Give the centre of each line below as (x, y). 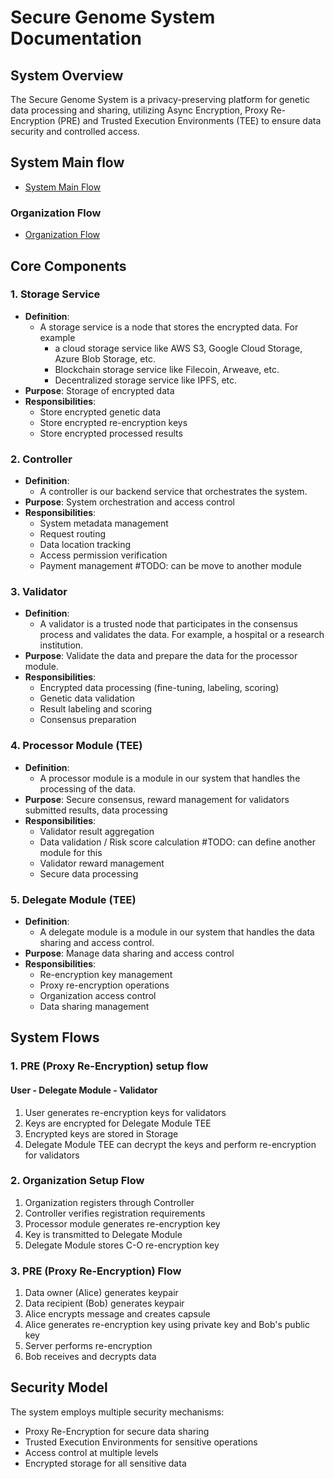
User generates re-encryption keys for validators (125, 1112)
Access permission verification (103, 555)
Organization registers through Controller (109, 1202)
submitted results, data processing (96, 810)
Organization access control (98, 995)
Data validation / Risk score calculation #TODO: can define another (177, 842)
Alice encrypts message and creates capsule (117, 1314)
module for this (71, 852)
